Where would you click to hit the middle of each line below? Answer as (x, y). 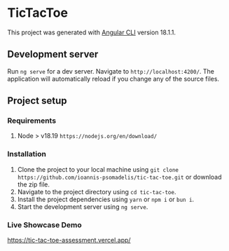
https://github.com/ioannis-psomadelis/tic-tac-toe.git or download (119, 177)
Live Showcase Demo (44, 224)
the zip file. (34, 184)
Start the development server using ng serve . (83, 206)
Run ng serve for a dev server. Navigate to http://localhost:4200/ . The (111, 71)
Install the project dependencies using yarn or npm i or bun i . (106, 199)
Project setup (37, 101)
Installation (27, 154)
